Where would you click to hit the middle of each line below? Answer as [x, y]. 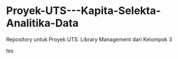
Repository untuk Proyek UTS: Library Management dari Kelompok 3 [89, 39]
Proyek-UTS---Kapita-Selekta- [83, 11]
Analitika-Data [42, 23]
